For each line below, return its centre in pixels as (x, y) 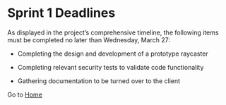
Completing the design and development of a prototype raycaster (113, 54)
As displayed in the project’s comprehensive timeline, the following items (113, 32)
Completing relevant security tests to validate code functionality (111, 67)
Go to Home (25, 94)
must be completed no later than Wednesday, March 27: (89, 39)
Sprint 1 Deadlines (61, 13)
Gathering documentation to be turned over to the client (99, 81)
